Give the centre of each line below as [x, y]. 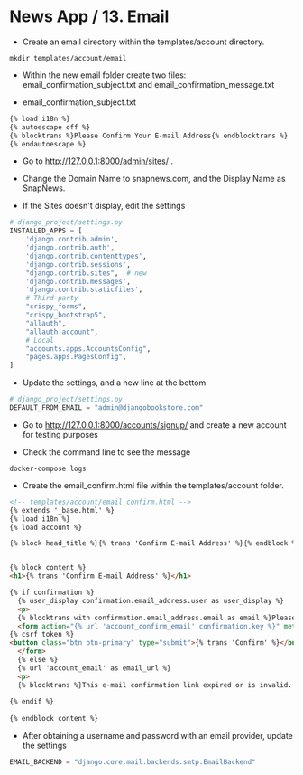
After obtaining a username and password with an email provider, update [157, 736]
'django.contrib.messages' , [78, 281]
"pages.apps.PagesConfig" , [76, 357]
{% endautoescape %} [48, 144]
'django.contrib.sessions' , [78, 264]
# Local [40, 340]
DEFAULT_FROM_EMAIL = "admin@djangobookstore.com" [106, 408]
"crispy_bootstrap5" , [66, 315]
